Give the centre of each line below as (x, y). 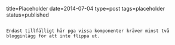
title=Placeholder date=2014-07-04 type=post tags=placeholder (86, 9)
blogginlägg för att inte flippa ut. (53, 36)
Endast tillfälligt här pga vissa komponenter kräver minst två (88, 31)
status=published (28, 15)
